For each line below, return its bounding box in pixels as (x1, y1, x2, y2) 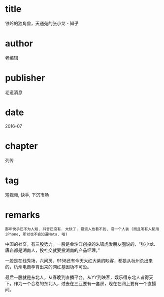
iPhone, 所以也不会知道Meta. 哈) (5, 231, 68, 237)
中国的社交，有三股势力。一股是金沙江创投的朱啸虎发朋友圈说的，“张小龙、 (5, 241, 159, 247)
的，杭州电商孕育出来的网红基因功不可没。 (5, 264, 92, 269)
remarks (5, 209, 40, 220)
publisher (5, 72, 45, 84)
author (5, 38, 33, 49)
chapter (5, 140, 38, 151)
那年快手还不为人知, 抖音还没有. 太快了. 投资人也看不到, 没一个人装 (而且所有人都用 (5, 227, 159, 231)
